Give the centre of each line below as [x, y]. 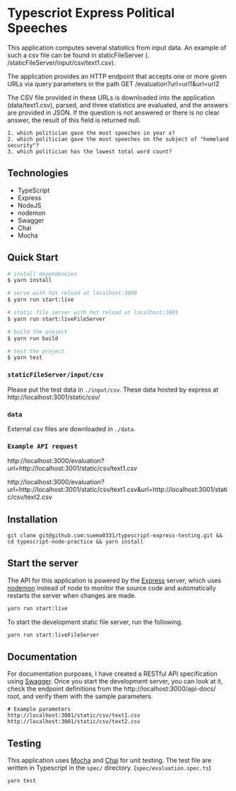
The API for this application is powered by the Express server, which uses [114, 580]
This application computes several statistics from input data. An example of [117, 47]
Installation [33, 519]
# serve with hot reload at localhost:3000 [72, 293]
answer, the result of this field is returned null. [74, 120]
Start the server [43, 563]
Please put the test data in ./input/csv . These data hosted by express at [113, 389]
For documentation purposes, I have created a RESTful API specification [112, 674]
